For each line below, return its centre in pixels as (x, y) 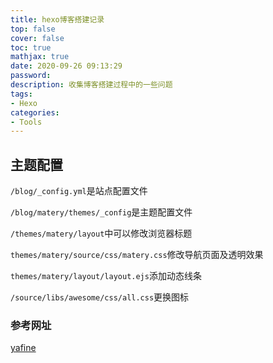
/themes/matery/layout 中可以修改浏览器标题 (101, 233)
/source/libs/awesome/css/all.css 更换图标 (100, 297)
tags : (21, 94)
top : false (33, 29)
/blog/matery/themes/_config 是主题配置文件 (101, 212)
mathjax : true (40, 57)
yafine (23, 348)
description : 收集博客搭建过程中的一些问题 (91, 85)
